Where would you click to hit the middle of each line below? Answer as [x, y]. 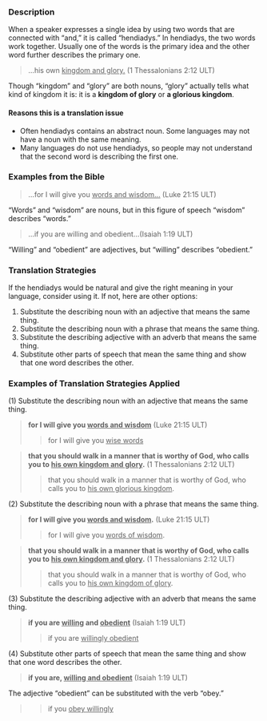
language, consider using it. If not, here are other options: [103, 296]
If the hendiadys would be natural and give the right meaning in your [121, 288]
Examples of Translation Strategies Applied [94, 384]
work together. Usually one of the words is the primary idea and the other [129, 46]
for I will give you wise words [96, 441]
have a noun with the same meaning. [80, 139]
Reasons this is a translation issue [66, 113]
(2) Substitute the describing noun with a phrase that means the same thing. [133, 504]
